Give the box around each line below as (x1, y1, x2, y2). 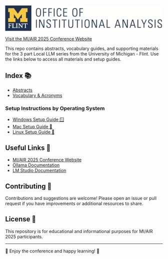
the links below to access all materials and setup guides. (5, 56, 121, 62)
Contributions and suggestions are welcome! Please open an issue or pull (5, 195, 156, 201)
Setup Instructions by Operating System (5, 105, 105, 112)
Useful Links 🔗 (5, 143, 51, 152)
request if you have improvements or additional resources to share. (5, 200, 143, 206)
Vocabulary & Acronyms (12, 92, 62, 98)
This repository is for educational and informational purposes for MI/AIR (5, 228, 153, 234)
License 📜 (5, 215, 36, 223)
